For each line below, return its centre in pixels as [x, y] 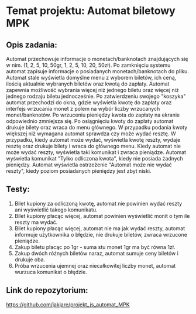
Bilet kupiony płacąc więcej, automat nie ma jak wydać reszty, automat [100, 228]
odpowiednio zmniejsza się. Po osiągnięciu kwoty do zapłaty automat [90, 121]
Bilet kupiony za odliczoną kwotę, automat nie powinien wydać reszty [98, 203]
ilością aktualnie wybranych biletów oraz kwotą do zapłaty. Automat [88, 84]
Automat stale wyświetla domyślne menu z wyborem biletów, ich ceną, [91, 78]
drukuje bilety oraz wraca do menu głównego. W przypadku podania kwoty [97, 127]
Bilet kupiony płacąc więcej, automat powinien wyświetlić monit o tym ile [102, 216]
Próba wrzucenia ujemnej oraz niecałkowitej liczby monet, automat [95, 265]
